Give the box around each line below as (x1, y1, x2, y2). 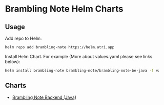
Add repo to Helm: (5, 35, 42, 41)
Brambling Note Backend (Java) (12, 94, 77, 100)
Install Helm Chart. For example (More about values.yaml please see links (5, 53, 153, 59)
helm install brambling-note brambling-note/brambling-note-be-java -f (5, 68, 154, 73)
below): (5, 59, 20, 64)
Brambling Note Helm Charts (5, 3, 123, 15)
